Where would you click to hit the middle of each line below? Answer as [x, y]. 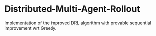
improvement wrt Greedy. [31, 28]
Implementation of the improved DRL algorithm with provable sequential [78, 23]
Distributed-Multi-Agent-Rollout [73, 9]
